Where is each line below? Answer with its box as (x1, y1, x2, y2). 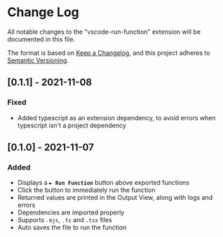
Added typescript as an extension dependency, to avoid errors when (17, 113, 216, 122)
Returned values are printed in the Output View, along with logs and (17, 193, 212, 202)
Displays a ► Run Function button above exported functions (17, 179, 190, 187)
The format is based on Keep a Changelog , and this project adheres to (7, 49, 210, 57)
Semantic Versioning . (7, 56, 69, 64)
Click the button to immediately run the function (17, 186, 156, 194)
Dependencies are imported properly (17, 208, 125, 217)
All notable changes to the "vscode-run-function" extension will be (7, 27, 201, 36)
